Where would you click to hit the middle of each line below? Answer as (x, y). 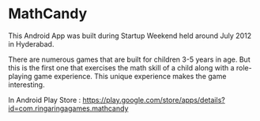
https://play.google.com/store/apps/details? (154, 100)
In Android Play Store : (45, 100)
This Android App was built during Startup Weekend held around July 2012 (130, 36)
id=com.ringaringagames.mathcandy (68, 108)
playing (20, 76)
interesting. (26, 85)
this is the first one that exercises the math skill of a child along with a (121, 67)
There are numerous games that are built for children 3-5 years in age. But (129, 59)
